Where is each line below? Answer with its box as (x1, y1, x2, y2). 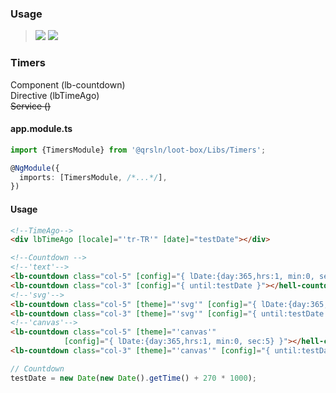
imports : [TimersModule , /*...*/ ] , (19, 172, 168, 182)
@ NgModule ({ (10, 163, 60, 173)
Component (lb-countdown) (10, 78, 126, 91)
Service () (10, 100, 52, 112)
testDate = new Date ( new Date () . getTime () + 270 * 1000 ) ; (10, 373, 257, 383)
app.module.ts (10, 123, 73, 135)
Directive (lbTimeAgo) (10, 89, 100, 101)
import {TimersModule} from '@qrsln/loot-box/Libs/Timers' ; (10, 145, 267, 155)
